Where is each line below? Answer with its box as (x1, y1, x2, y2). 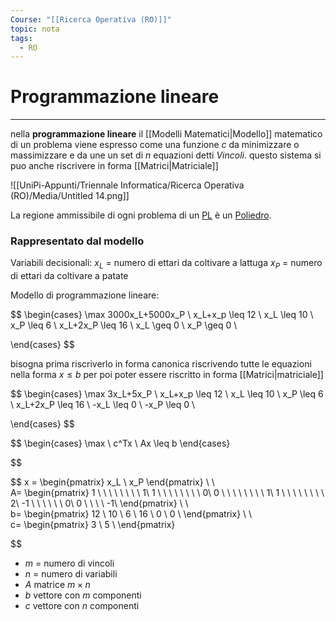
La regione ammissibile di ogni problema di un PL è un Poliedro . (10, 209, 272, 221)
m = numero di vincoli (24, 557, 115, 570)
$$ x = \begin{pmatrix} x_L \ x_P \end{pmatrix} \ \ (10, 476, 215, 488)
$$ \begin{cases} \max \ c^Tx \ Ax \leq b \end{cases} (10, 437, 231, 450)
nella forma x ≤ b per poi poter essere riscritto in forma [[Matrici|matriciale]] (10, 369, 324, 381)
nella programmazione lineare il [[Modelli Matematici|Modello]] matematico (10, 128, 323, 140)
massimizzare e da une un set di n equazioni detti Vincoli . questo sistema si (10, 149, 322, 161)
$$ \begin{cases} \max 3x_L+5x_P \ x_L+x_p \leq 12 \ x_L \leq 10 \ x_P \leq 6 (10, 388, 324, 400)
